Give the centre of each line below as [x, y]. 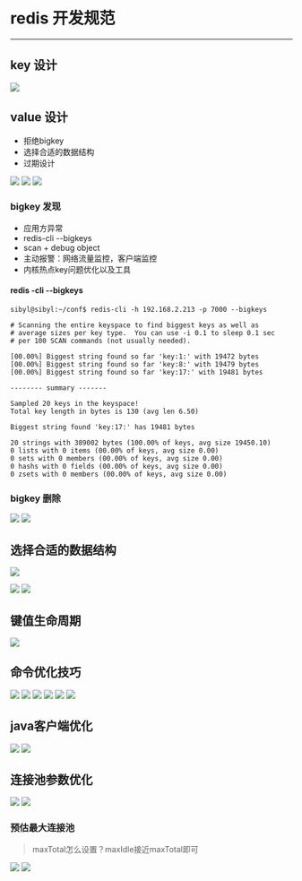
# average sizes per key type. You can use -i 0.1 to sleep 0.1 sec [143, 333]
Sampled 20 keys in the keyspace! [75, 404]
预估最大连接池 [43, 828]
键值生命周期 [46, 621]
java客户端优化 [52, 726]
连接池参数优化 [52, 780]
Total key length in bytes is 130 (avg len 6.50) [105, 412]
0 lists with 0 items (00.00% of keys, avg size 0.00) [115, 451]
